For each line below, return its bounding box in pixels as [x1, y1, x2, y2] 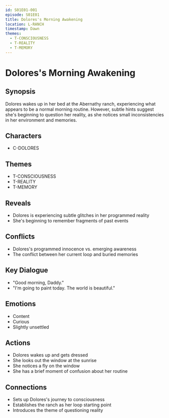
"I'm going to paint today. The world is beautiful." [12, 285, 115, 291]
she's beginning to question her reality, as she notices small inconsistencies [5, 111, 164, 117]
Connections [5, 383, 47, 392]
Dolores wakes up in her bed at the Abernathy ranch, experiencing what [5, 101, 156, 107]
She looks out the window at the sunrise [12, 358, 97, 364]
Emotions [5, 300, 36, 308]
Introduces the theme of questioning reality [12, 407, 103, 413]
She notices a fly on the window [12, 363, 80, 369]
